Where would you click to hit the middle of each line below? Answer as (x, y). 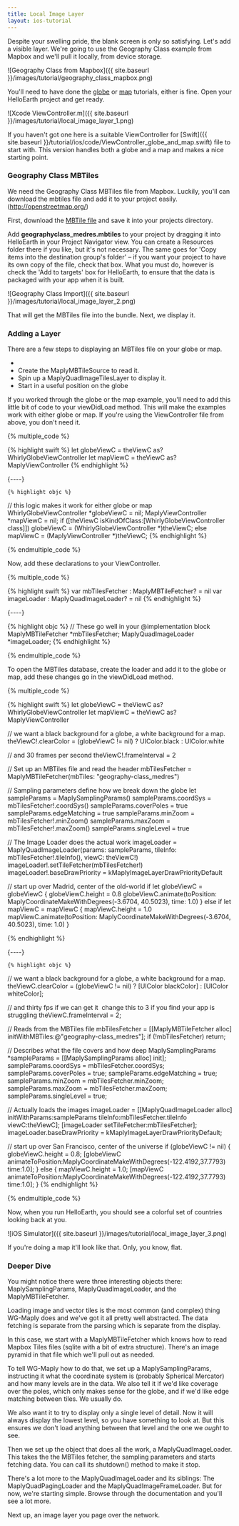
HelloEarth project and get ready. (56, 99)
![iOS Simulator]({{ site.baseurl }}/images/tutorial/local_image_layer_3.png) (117, 1234)
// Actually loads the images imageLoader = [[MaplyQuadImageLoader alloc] (120, 1110)
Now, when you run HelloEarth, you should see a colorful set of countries (115, 1212)
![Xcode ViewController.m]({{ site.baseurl (68, 113)
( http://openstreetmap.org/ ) (48, 206)
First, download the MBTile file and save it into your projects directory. (110, 220)
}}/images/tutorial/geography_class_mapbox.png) (80, 78)
